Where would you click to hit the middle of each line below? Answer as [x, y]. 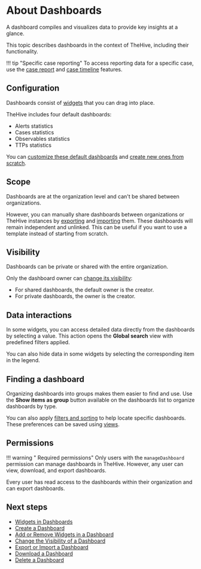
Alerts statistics [34, 126]
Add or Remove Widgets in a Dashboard [64, 534]
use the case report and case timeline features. [64, 69]
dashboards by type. [32, 406]
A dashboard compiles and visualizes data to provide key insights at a [92, 27]
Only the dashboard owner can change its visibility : [69, 278]
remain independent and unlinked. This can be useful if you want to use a [97, 227]
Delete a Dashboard [39, 560]
